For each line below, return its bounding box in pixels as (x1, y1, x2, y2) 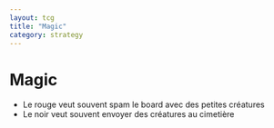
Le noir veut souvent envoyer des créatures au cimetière (22, 109, 235, 120)
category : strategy (9, 30, 84, 39)
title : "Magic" (9, 22, 67, 31)
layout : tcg (9, 13, 55, 23)
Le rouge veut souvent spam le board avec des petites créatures (22, 99, 266, 110)
